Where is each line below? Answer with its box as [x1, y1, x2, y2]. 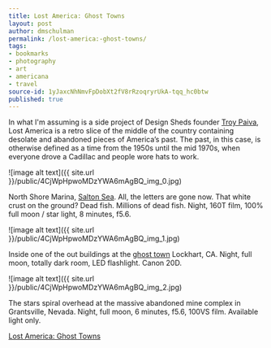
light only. [8, 315, 41, 325]
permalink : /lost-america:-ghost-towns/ [8, 34, 148, 43]
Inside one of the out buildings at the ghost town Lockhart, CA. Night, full [8, 250, 252, 259]
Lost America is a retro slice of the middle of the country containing [8, 126, 234, 136]
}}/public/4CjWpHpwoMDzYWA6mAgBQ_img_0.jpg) [8, 176, 183, 186]
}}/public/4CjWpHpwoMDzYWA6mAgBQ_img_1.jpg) [8, 233, 180, 244]
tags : [8, 42, 27, 50]
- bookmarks [8, 50, 49, 58]
